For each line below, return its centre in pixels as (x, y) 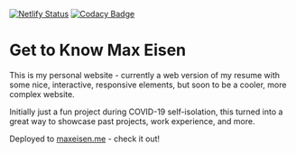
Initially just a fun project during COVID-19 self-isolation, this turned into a (146, 112)
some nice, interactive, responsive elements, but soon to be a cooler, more (148, 85)
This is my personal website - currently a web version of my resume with (144, 75)
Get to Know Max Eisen (98, 50)
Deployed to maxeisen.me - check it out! (85, 139)
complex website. (42, 94)
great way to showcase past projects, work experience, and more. (132, 121)
